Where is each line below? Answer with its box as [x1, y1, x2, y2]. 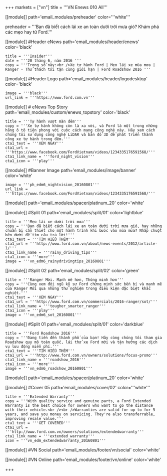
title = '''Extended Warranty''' [5, 394, 75, 399]
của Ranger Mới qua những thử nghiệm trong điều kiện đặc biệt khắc [5, 286, 151, 291]
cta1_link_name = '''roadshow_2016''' [5, 357, 86, 362]
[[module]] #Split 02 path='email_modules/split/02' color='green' [5, 268, 140, 273]
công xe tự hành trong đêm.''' [5, 136, 70, 141]
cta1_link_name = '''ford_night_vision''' [5, 154, 95, 159]
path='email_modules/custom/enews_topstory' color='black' [5, 109, 130, 115]
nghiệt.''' [5, 290, 28, 295]
